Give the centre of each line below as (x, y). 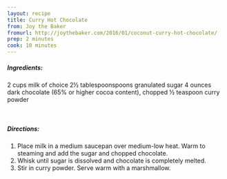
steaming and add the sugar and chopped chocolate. (92, 153)
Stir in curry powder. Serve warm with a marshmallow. (94, 168)
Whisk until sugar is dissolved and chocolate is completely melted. (112, 160)
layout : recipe (29, 13)
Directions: (23, 129)
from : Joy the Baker (37, 26)
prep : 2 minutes (30, 39)
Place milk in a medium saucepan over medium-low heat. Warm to (111, 146)
